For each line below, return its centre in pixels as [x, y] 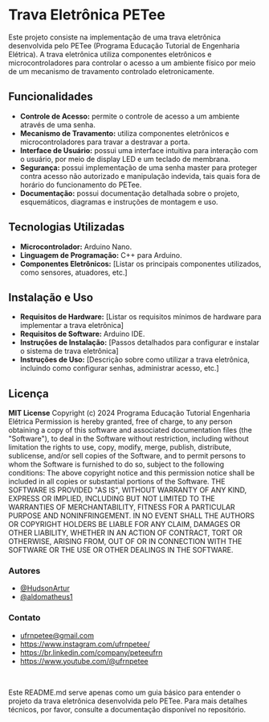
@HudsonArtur [45, 588]
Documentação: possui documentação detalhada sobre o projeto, [129, 193]
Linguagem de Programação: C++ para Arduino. [101, 255]
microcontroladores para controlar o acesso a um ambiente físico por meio [132, 63]
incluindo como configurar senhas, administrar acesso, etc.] [119, 368]
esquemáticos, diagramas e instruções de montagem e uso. [119, 201]
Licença [29, 394]
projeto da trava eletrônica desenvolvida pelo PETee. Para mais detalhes [128, 701]
